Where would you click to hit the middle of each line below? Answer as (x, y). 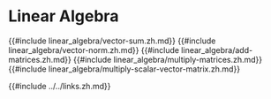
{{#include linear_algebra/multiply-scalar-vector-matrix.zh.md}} (124, 69)
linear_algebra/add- (217, 49)
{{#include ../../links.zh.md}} (60, 86)
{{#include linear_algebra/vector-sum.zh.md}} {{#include (112, 41)
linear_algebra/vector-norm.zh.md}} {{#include (94, 49)
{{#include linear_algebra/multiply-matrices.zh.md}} (168, 59)
